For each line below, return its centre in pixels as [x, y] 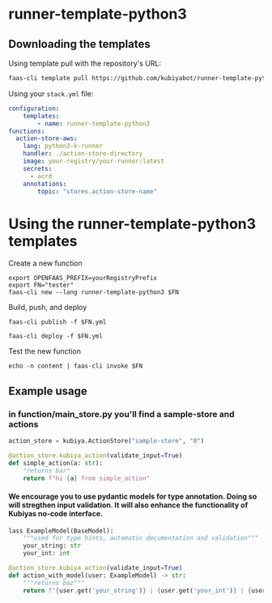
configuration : [34, 108]
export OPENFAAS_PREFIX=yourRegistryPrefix [83, 278]
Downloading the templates [80, 44]
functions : [27, 131]
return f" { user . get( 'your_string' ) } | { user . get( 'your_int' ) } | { [137, 590]
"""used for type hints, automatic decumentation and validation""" [141, 538]
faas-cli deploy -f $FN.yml [56, 337]
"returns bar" [47, 470]
